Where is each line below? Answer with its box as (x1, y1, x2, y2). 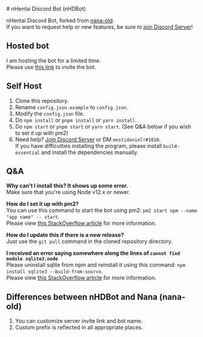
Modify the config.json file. (15, 110, 85, 117)
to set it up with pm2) (15, 129, 68, 136)
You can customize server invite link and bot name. (15, 318, 143, 325)
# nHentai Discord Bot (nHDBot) (6, 5, 86, 12)
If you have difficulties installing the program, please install (15, 142, 162, 149)
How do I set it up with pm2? (6, 200, 79, 208)
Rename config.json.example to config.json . (15, 103, 128, 111)
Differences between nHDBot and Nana (6, 292, 158, 302)
